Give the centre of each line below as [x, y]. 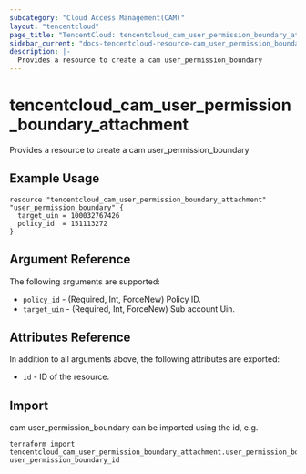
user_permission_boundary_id [65, 460]
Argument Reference [70, 259]
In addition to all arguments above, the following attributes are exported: [145, 359]
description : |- [40, 52]
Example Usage [55, 179]
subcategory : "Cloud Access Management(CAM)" [97, 18]
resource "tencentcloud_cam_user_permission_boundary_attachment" [138, 200]
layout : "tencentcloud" [55, 26]
